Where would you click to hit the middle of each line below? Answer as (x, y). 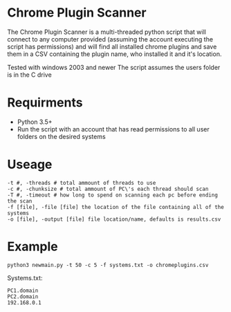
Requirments (45, 103)
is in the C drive (29, 75)
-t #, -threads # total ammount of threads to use (82, 183)
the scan (20, 201)
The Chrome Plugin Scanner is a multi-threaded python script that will (107, 32)
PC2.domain (23, 296)
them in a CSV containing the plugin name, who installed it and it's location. (114, 54)
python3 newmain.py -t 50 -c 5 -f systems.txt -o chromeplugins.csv (108, 265)
